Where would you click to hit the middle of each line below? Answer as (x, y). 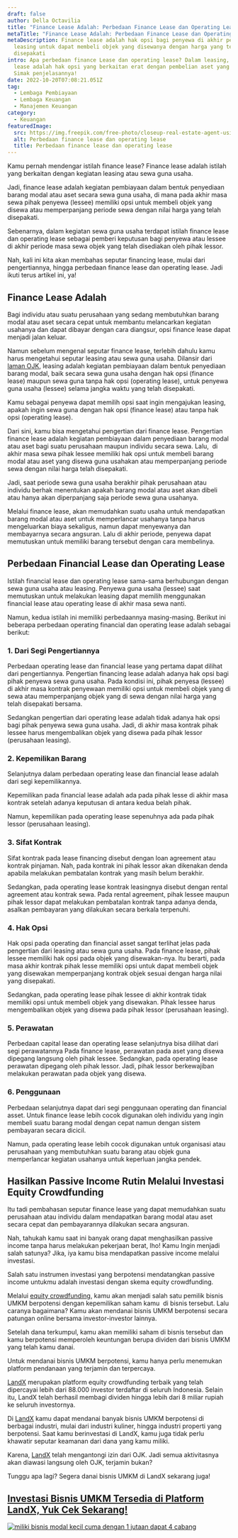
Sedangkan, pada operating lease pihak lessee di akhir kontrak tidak (107, 995)
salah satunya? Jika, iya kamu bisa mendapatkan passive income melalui (113, 1254)
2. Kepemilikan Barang (47, 758)
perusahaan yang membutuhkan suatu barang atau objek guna (99, 1151)
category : (22, 113)
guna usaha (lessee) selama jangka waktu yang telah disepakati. (101, 388)
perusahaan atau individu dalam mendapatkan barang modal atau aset (110, 1217)
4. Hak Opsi (28, 928)
